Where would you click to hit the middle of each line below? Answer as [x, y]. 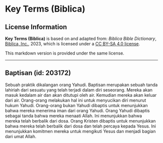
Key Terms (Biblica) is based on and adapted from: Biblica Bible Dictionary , [81, 38]
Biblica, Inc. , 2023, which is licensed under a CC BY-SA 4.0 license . [73, 44]
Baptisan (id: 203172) [38, 73]
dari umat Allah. [21, 136]
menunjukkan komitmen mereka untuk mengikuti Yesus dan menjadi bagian [81, 131]
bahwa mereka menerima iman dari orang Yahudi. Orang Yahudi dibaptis [77, 110]
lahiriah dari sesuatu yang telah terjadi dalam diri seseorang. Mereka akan [79, 90]
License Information [36, 27]
